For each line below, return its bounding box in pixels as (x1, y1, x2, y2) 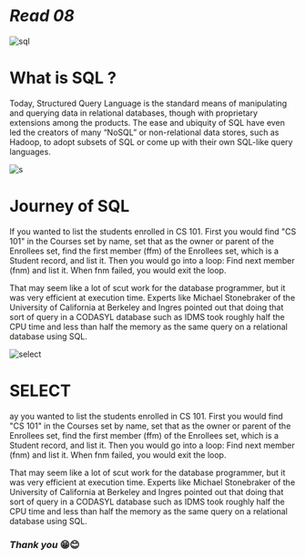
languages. (9, 146, 52, 157)
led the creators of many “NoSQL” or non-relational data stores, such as (9, 127, 280, 138)
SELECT (9, 380, 71, 401)
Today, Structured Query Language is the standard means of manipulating (9, 98, 288, 109)
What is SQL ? (9, 67, 117, 88)
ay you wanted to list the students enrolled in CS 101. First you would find (9, 410, 284, 421)
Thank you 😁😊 (9, 538, 80, 551)
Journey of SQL (9, 196, 130, 217)
